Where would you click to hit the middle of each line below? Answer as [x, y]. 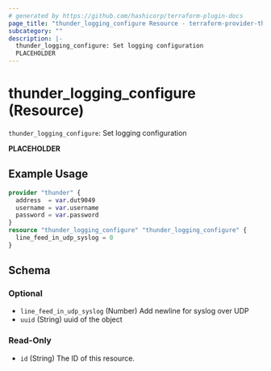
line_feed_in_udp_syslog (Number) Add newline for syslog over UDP [135, 311]
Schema [29, 270]
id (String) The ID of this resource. [77, 358]
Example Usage [48, 174]
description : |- [35, 38]
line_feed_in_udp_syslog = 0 [65, 238]
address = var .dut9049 [55, 200]
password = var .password [57, 215]
